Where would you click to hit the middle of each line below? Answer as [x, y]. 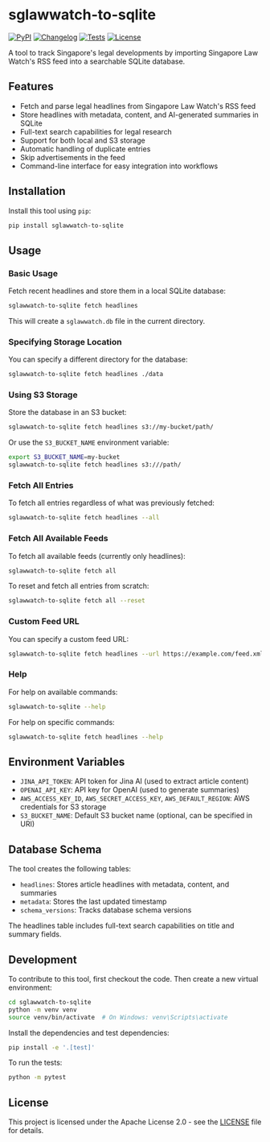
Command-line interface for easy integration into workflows [119, 166]
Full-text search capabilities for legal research [96, 131]
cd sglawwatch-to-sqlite [50, 1002]
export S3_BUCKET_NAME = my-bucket [64, 457]
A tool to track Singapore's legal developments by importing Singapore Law [133, 52]
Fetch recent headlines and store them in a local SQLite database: [117, 291]
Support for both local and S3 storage [83, 140]
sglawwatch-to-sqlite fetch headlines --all [84, 518]
